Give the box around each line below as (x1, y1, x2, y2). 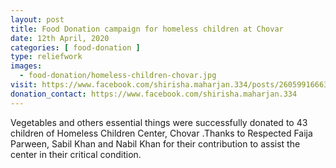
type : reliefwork (10, 52, 83, 62)
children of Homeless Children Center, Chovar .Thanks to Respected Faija (10, 127, 313, 139)
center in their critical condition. (10, 148, 142, 160)
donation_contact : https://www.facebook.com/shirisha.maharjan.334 (10, 89, 298, 99)
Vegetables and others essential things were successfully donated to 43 (10, 116, 308, 128)
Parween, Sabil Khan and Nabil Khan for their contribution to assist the (10, 137, 301, 150)
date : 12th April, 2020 (10, 33, 110, 43)
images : (10, 61, 43, 71)
